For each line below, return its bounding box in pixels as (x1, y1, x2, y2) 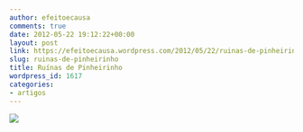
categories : (9, 80, 54, 89)
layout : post (9, 38, 59, 48)
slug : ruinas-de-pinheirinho (9, 55, 119, 64)
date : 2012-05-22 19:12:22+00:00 (9, 30, 135, 39)
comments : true (9, 22, 67, 31)
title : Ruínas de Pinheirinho (9, 64, 124, 73)
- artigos (9, 88, 47, 97)
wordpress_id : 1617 (9, 72, 83, 81)
